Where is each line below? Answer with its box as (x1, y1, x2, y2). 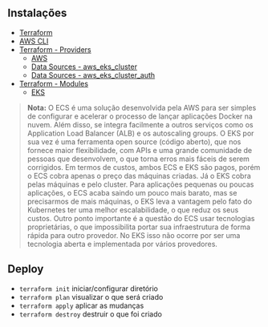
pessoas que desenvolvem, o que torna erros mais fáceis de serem (26, 154, 250, 163)
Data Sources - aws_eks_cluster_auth (30, 70, 156, 79)
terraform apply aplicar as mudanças (18, 301, 144, 310)
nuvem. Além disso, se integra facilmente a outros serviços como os (26, 119, 254, 129)
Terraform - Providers (18, 44, 91, 54)
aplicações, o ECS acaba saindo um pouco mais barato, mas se (26, 188, 238, 197)
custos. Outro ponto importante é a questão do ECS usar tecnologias (26, 213, 255, 223)
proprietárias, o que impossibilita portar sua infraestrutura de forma (26, 222, 250, 232)
